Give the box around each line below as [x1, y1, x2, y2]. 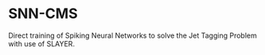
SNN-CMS [8, 5, 78, 23]
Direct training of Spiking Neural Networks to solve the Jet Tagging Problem [8, 31, 257, 40]
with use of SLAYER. [8, 38, 76, 48]
